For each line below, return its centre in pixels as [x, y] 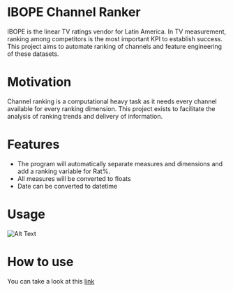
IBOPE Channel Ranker [74, 12]
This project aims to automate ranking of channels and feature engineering [114, 46]
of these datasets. [33, 54]
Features [33, 145]
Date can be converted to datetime [67, 186]
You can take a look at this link [51, 281]
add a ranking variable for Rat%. [63, 171]
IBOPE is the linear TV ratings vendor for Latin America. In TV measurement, [117, 31]
